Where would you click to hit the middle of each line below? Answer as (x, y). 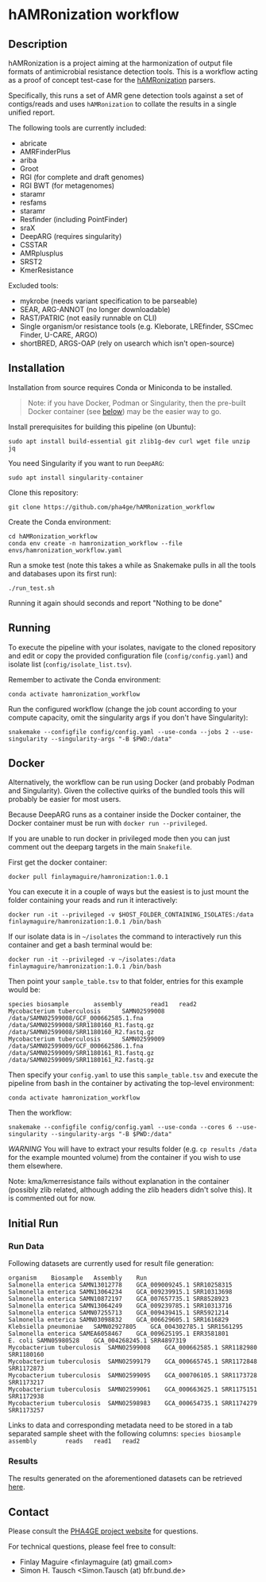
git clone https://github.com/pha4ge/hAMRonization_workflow (112, 507)
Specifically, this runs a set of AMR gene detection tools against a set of (126, 96)
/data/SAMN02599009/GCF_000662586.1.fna (76, 1046)
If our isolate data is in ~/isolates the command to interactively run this (125, 936)
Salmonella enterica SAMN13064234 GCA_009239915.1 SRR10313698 (120, 1292)
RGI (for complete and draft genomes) (82, 177)
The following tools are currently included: (77, 128)
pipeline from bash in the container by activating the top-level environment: (131, 1084)
